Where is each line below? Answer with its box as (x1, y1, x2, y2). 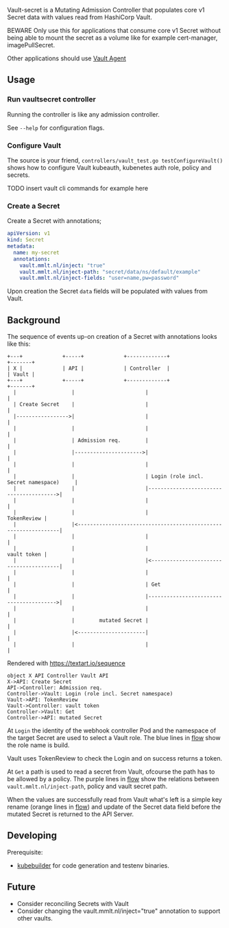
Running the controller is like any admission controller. (7, 110, 160, 119)
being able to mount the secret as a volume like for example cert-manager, (7, 34, 218, 42)
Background (7, 314, 60, 326)
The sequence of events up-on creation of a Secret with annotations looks (7, 333, 217, 341)
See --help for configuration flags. (7, 123, 105, 132)
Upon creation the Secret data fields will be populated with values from (7, 287, 208, 296)
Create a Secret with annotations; (7, 217, 101, 225)
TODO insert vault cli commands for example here (7, 184, 149, 192)
